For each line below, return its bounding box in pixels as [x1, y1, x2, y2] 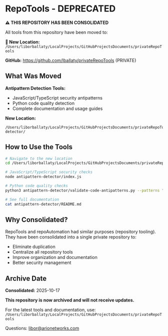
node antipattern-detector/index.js [5, 174, 81, 179]
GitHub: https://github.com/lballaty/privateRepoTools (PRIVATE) [5, 57, 136, 63]
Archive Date [5, 274, 46, 282]
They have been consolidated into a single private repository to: [5, 234, 136, 240]
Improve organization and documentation [12, 254, 97, 260]
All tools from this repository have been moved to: [5, 29, 108, 35]
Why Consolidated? [5, 215, 68, 224]
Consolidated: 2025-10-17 [5, 287, 60, 293]
